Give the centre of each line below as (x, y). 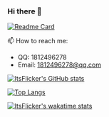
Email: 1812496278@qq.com (59, 65)
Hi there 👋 (25, 11)
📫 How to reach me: (38, 41)
